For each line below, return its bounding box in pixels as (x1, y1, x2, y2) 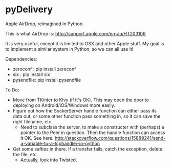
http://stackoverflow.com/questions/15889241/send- (54, 135, 166, 141)
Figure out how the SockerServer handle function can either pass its (12, 107, 157, 114)
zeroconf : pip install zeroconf (12, 66, 76, 72)
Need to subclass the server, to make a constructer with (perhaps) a (20, 124, 165, 130)
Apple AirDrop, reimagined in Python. (5, 21, 84, 27)
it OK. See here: (20, 135, 54, 141)
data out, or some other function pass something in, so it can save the (12, 113, 161, 119)
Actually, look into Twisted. (20, 157, 77, 163)
